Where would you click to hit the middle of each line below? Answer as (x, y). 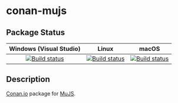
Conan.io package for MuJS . (41, 93)
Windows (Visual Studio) (45, 49)
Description (28, 79)
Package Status (36, 32)
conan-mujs (37, 11)
